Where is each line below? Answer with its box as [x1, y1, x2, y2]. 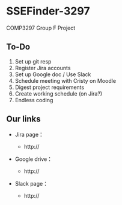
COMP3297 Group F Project [6, 24, 76, 31]
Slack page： [14, 180, 48, 187]
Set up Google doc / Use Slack [14, 71, 91, 78]
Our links [6, 114, 41, 125]
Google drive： [14, 155, 53, 163]
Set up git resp [14, 57, 52, 65]
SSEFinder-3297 [6, 4, 90, 18]
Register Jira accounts [14, 64, 71, 71]
